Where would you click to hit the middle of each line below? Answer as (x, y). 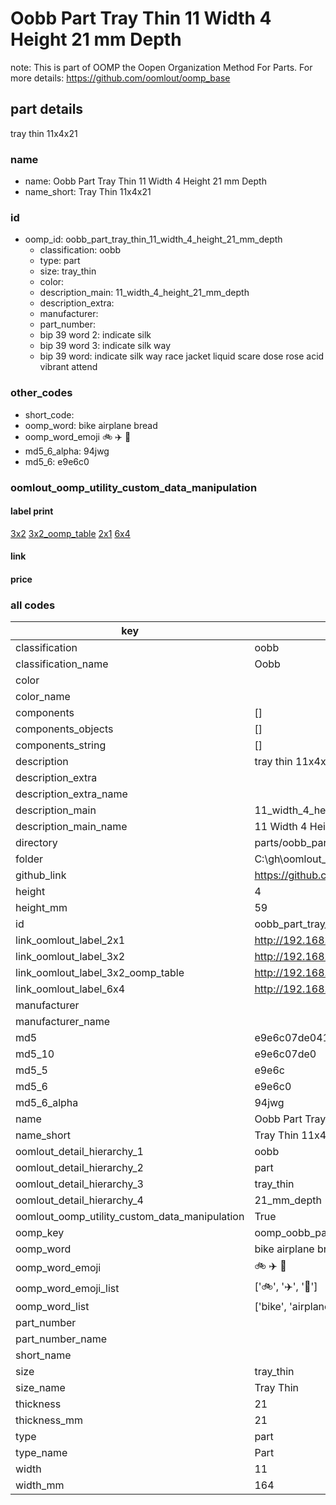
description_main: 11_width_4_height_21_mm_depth (144, 293)
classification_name (62, 664)
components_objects (64, 729)
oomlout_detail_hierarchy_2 (79, 1168)
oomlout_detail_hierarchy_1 (79, 1152)
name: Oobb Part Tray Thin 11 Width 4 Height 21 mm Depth (145, 181)
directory (36, 843)
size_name (40, 1388)
